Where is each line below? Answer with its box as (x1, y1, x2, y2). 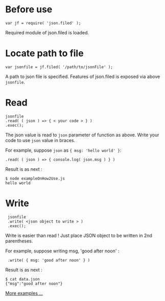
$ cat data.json (5, 276, 40, 282)
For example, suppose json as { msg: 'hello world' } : (5, 147, 122, 153)
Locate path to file (5, 48, 84, 59)
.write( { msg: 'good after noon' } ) (7, 257, 90, 263)
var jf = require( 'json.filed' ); (5, 21, 81, 26)
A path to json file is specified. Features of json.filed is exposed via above (5, 73, 160, 79)
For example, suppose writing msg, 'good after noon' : (5, 248, 120, 254)
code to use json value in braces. (5, 137, 76, 143)
